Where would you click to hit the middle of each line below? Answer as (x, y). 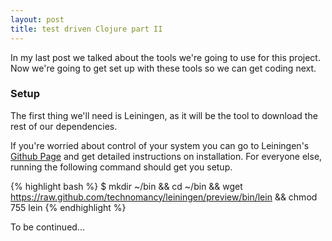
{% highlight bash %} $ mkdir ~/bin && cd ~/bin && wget (126, 186)
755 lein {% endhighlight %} (68, 207)
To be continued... (47, 227)
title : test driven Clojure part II (86, 29)
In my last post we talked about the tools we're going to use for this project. (165, 57)
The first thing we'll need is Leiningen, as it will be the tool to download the (164, 115)
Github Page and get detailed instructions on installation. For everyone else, (166, 156)
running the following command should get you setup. (121, 167)
